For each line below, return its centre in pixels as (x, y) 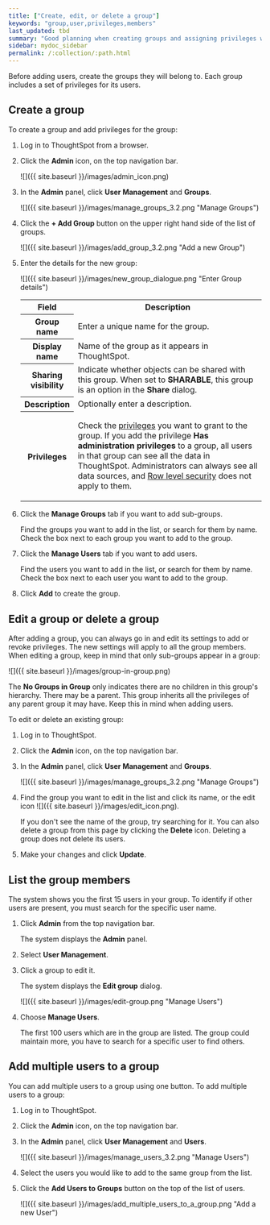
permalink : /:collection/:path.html (70, 53)
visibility (47, 385)
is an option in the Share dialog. (137, 390)
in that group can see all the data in (144, 456)
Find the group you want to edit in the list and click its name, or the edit (137, 798)
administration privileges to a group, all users (165, 446)
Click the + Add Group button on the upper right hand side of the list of (137, 223)
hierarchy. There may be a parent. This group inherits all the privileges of (129, 696)
